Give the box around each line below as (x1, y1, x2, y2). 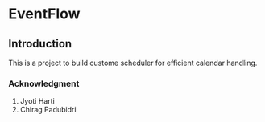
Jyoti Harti (19, 96, 55, 106)
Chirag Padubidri (19, 105, 77, 115)
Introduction (8, 37, 72, 51)
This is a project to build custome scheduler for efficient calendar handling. (8, 58, 258, 67)
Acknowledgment (8, 78, 80, 89)
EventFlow (8, 5, 81, 23)
